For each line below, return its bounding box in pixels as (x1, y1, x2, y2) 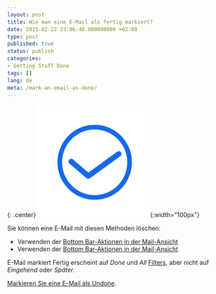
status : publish (7, 48, 54, 55)
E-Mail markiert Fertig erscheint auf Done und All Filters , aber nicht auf (7, 259, 209, 267)
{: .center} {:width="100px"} (7, 211, 200, 219)
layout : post (7, 11, 45, 18)
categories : (7, 55, 42, 62)
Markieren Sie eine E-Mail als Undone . (7, 279, 116, 288)
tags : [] (7, 69, 33, 76)
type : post (7, 33, 39, 40)
